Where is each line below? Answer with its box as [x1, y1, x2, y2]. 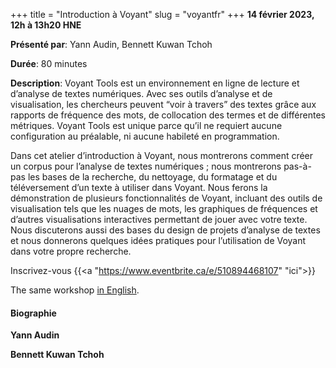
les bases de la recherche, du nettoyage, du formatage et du [27, 171, 278, 183]
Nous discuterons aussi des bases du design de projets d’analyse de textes [10, 224, 321, 236]
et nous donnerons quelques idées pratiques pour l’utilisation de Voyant [10, 235, 307, 246]
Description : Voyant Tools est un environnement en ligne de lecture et [10, 77, 300, 89]
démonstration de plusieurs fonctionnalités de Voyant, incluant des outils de [10, 192, 323, 204]
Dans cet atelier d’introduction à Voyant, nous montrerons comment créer [10, 150, 314, 161]
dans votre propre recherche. [10, 245, 132, 257]
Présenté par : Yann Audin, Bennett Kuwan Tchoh [10, 39, 213, 50]
